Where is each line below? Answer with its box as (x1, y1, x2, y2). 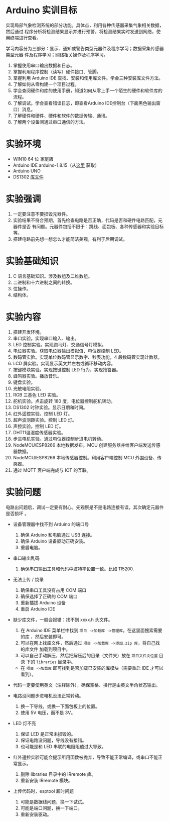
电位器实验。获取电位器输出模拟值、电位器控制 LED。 (13, 348, 124, 354)
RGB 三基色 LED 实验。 (13, 391, 61, 397)
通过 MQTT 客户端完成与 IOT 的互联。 (13, 467, 91, 473)
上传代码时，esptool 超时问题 (13, 788, 74, 794)
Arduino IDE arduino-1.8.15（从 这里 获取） (13, 162, 100, 168)
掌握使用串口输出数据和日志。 (13, 62, 75, 68)
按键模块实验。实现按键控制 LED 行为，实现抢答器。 (13, 366, 121, 372)
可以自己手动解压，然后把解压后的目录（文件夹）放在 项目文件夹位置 (20, 652, 158, 658)
